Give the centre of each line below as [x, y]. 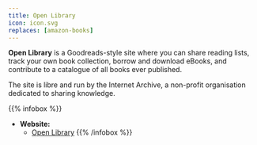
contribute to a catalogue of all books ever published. [95, 70]
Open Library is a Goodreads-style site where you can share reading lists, [129, 53]
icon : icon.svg [33, 23]
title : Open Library [42, 15]
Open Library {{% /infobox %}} [82, 132]
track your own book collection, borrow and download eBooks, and [117, 61]
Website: [35, 124]
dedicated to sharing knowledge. [62, 93]
